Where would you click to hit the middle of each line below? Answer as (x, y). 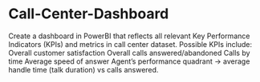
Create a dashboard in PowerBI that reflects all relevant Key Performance (129, 36)
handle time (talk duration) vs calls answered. (83, 69)
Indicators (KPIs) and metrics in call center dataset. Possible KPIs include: (130, 44)
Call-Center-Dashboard (89, 14)
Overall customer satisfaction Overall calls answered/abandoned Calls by (129, 53)
